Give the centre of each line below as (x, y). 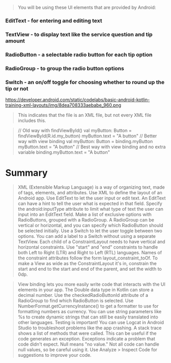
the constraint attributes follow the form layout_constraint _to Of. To (88, 258)
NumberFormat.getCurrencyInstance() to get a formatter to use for (88, 306)
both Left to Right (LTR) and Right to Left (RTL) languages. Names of (90, 252)
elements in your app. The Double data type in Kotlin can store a (85, 290)
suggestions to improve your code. (55, 355)
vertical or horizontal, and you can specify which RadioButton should (90, 225)
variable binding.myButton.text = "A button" (64, 152)
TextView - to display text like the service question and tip (79, 34)
